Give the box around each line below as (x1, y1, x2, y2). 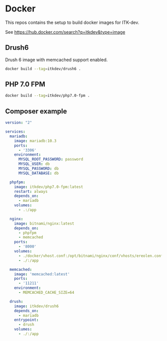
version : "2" (5, 120, 32, 125)
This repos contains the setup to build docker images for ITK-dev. (5, 19, 140, 25)
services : (5, 129, 26, 134)
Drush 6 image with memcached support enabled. (5, 57, 108, 63)
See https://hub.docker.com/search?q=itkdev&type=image (5, 29, 126, 35)
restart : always (14, 189, 48, 194)
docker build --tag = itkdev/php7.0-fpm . (5, 93, 90, 98)
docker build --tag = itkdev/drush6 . (5, 66, 81, 71)
